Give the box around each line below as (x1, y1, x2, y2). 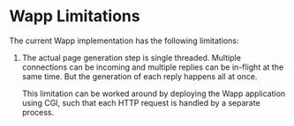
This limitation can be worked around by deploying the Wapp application (21, 88, 286, 99)
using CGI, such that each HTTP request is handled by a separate (21, 97, 260, 107)
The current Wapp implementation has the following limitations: (9, 35, 239, 46)
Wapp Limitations (9, 6, 140, 26)
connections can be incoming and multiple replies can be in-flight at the (21, 62, 284, 72)
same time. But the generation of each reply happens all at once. (21, 70, 258, 81)
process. (21, 107, 55, 117)
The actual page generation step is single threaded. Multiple (21, 52, 241, 63)
